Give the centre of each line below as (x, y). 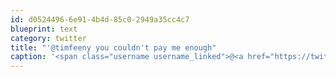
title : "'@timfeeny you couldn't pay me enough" (113, 47)
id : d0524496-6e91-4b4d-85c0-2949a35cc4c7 (100, 19)
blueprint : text (44, 29)
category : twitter (48, 38)
